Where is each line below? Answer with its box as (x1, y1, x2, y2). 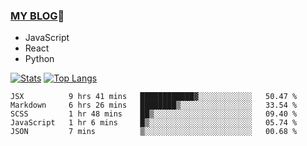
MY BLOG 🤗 (10, 9, 65, 23)
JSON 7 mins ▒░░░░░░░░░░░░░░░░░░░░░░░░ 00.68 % (10, 127, 298, 137)
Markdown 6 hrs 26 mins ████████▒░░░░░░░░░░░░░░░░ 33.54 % (10, 100, 298, 111)
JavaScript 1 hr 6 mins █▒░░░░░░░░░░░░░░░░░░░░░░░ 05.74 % (10, 118, 298, 128)
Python (24, 53, 55, 65)
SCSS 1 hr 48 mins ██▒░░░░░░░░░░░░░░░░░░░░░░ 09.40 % (10, 109, 298, 119)
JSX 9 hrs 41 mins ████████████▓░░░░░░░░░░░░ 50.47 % (10, 92, 298, 102)
